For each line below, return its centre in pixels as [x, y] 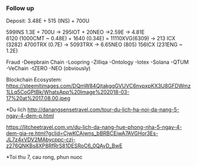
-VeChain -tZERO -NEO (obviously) [48, 68]
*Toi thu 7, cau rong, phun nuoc [45, 157]
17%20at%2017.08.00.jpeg [38, 98]
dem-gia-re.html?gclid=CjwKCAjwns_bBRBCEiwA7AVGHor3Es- [82, 133]
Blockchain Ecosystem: [34, 79]
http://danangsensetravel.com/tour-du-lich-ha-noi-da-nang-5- [103, 110]
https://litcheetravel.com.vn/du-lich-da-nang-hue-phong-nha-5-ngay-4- [94, 127]
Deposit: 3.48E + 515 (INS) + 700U [48, 21]
